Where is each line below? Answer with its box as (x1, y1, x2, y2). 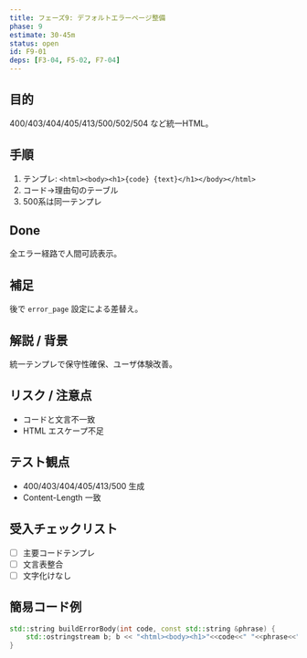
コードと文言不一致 (22, 413, 96, 424)
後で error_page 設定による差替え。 (9, 303, 143, 315)
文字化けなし (22, 569, 71, 580)
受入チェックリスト (9, 521, 118, 537)
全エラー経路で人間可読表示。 (9, 248, 122, 259)
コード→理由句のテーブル (22, 184, 119, 195)
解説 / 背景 (9, 332, 69, 348)
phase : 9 (9, 22, 43, 31)
